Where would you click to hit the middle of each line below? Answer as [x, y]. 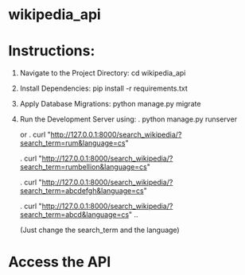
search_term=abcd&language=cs [74, 215]
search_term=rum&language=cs [72, 143]
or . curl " [35, 135]
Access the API [60, 262]
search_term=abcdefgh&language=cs [82, 191]
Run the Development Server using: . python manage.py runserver [128, 119]
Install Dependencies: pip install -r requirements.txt [104, 88]
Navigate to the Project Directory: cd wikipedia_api [103, 73]
